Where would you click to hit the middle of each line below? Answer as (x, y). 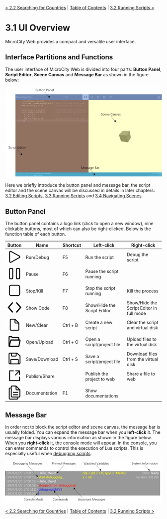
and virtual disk (142, 328)
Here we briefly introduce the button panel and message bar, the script (78, 185)
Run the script (100, 257)
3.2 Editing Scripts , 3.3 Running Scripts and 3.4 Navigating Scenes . (74, 196)
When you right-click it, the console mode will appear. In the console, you (81, 443)
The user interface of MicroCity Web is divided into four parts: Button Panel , (83, 69)
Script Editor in (142, 308)
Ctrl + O (70, 342)
